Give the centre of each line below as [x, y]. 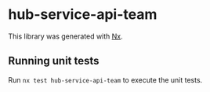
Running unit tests [54, 61]
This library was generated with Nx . [65, 36]
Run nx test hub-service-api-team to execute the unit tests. [105, 79]
